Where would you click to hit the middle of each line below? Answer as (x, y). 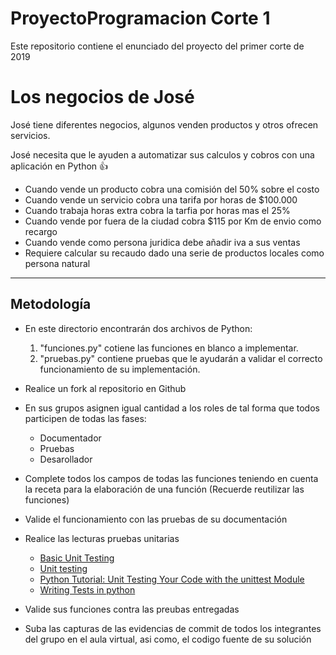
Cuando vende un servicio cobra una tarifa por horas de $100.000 (161, 199)
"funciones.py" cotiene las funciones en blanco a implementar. (169, 348)
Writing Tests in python (87, 589)
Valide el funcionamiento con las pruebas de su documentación (156, 519)
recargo (41, 231)
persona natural (57, 263)
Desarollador (66, 459)
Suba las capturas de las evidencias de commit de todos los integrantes (173, 628)
